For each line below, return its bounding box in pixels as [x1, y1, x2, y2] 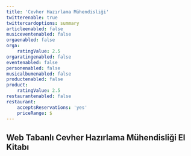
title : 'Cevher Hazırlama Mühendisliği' [6, 8, 110, 15]
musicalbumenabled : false [6, 71, 71, 77]
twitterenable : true [6, 15, 58, 21]
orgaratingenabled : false [6, 54, 71, 60]
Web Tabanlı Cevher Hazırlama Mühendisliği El [6, 132, 186, 143]
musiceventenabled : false [6, 31, 71, 37]
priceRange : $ [17, 110, 52, 116]
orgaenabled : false [6, 37, 55, 43]
